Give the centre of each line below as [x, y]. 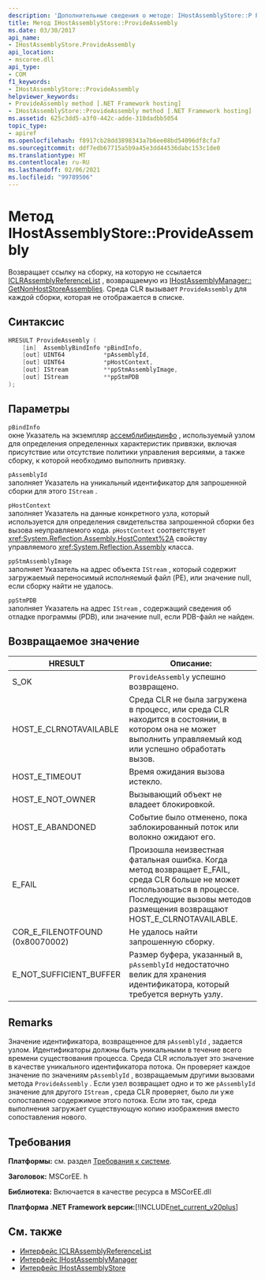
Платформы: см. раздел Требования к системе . [90, 1161]
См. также [35, 1232]
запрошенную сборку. [172, 942]
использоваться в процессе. [184, 889]
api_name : [24, 38]
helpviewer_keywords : [44, 97]
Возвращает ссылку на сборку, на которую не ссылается [105, 272]
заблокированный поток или [184, 827]
